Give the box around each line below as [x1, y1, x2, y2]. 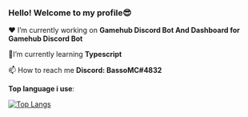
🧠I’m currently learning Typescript [8, 50, 122, 59]
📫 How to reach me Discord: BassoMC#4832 [8, 66, 162, 75]
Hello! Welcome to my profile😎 [8, 7, 132, 18]
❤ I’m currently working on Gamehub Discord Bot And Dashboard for [8, 26, 240, 35]
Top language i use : [8, 84, 74, 94]
